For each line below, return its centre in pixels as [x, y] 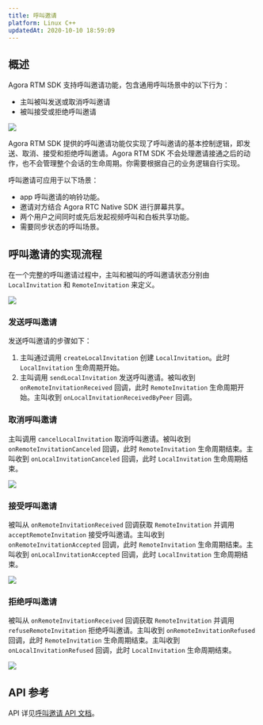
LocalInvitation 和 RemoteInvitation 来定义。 [84, 285]
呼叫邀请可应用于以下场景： [53, 180]
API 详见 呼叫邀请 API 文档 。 [53, 713]
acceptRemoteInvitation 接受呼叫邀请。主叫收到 [86, 534]
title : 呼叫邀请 [32, 15]
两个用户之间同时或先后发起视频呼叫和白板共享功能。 [107, 217]
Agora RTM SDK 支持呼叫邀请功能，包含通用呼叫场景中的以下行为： [119, 85]
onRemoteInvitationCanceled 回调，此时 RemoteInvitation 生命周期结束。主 [131, 448]
